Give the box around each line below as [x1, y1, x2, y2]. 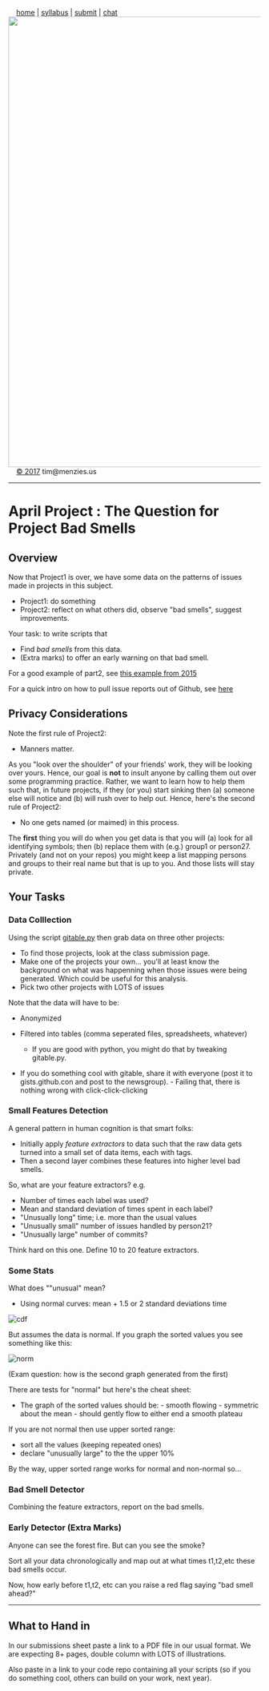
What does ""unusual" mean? [8, 1283, 106, 1293]
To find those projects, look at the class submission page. [19, 948, 211, 957]
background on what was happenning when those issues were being [19, 965, 247, 975]
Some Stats [8, 1265, 54, 1276]
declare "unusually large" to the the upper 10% [19, 1448, 175, 1458]
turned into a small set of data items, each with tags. [19, 1147, 194, 1157]
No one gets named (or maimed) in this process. [19, 817, 180, 827]
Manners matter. [19, 743, 74, 753]
